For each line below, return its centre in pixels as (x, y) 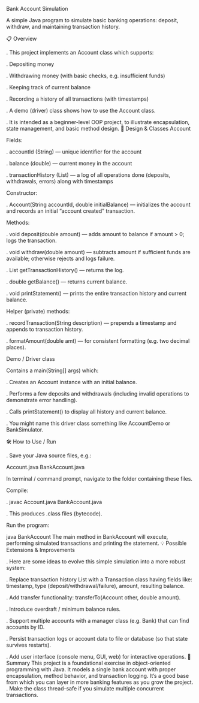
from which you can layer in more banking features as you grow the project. (100, 682)
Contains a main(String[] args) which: (52, 370)
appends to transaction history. (45, 329)
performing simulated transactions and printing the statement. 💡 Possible (97, 543)
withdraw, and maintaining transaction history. (63, 27)
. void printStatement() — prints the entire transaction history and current (97, 293)
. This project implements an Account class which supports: (80, 52)
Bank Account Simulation (37, 9)
